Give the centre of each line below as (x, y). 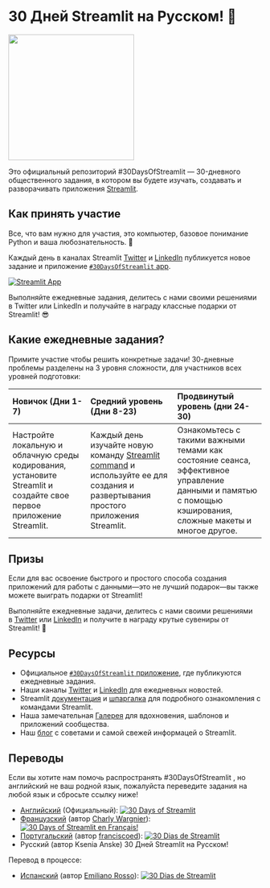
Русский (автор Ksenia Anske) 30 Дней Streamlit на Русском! (124, 844)
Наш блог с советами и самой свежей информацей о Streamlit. (128, 733)
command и (112, 465)
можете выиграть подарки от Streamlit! (76, 596)
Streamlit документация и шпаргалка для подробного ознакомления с (140, 699)
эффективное (204, 470)
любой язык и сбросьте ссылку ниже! (74, 795)
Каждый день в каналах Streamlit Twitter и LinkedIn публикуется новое (129, 258)
